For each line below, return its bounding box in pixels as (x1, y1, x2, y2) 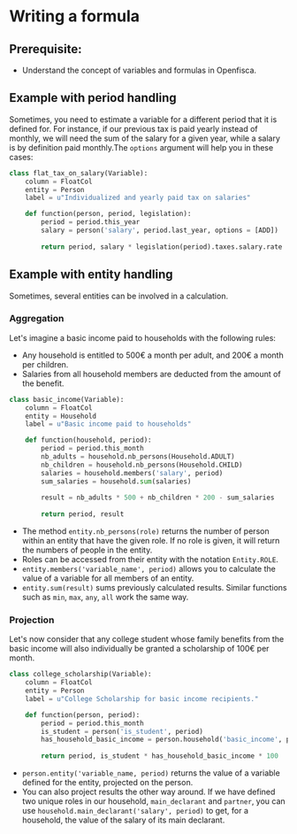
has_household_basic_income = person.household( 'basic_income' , (41, 735, 283, 745)
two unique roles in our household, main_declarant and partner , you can (21, 796, 286, 807)
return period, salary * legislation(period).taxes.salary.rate (41, 242, 283, 251)
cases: (9, 151, 34, 162)
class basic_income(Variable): (9, 395, 125, 404)
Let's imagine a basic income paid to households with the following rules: (9, 332, 277, 343)
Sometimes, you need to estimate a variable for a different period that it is (9, 113, 278, 125)
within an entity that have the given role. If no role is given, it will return (21, 536, 280, 546)
